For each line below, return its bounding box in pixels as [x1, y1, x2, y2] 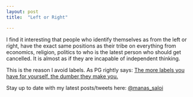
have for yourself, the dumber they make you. [6, 73, 118, 80]
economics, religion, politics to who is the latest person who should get [6, 48, 181, 55]
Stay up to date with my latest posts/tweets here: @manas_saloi [6, 84, 163, 91]
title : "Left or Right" [6, 14, 68, 20]
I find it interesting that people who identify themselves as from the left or [6, 36, 187, 43]
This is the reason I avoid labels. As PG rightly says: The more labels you [6, 66, 185, 73]
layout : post [6, 8, 39, 15]
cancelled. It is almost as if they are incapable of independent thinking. [6, 55, 180, 62]
